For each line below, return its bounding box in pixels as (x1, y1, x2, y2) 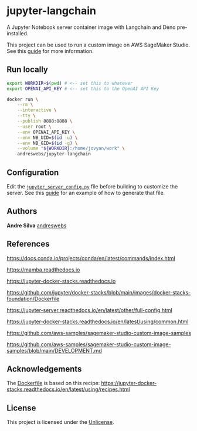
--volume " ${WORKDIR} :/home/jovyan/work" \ (17, 145, 125, 151)
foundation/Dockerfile (6, 295, 60, 302)
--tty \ (17, 113, 36, 119)
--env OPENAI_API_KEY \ (17, 129, 76, 135)
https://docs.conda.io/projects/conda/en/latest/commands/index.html (6, 254, 175, 261)
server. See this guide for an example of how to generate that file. (6, 189, 165, 196)
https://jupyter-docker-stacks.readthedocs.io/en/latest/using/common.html (6, 318, 189, 325)
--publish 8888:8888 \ (17, 118, 73, 124)
